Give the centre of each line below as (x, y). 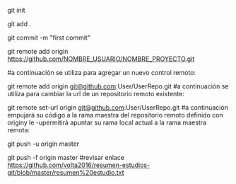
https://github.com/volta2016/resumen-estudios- (79, 165)
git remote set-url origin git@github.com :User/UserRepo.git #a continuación (118, 108)
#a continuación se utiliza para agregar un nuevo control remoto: (102, 73)
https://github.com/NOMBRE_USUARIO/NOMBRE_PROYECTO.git (101, 59)
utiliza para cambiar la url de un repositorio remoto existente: (96, 94)
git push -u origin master (43, 144)
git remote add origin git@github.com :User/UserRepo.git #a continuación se (118, 86)
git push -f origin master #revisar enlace (66, 157)
